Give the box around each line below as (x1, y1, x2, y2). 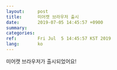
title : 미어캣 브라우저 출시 (6, 14, 79, 20)
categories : (6, 30, 35, 36)
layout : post (6, 8, 49, 15)
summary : (6, 24, 27, 31)
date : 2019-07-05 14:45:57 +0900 (6, 19, 104, 25)
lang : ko (6, 41, 43, 47)
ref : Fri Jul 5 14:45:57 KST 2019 (6, 36, 111, 41)
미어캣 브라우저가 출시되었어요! (6, 58, 77, 65)
